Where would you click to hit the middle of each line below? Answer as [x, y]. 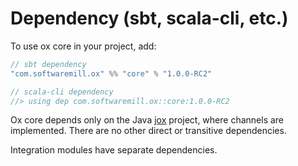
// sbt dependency [48, 64]
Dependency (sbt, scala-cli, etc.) [149, 18]
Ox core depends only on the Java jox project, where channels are [147, 120]
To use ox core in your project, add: [83, 46]
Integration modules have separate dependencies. [114, 150]
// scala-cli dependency [62, 92]
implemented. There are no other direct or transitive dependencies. [148, 131]
